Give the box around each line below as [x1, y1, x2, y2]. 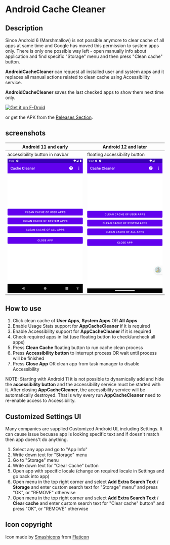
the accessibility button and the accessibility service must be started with [5, 382, 161, 388]
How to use [5, 304, 41, 313]
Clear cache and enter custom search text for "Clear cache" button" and [12, 500, 164, 506]
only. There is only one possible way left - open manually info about [5, 48, 147, 54]
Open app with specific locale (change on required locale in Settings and [12, 468, 164, 474]
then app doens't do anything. [5, 436, 68, 442]
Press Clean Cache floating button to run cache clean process [12, 345, 143, 351]
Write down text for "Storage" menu [12, 452, 88, 458]
